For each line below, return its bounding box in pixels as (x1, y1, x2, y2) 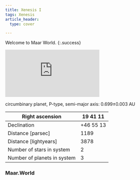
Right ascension (22, 113, 62, 120)
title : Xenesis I (5, 7, 42, 13)
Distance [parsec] (8, 130, 50, 137)
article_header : (5, 17, 39, 22)
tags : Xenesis (5, 12, 35, 17)
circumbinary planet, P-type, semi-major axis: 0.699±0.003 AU (5, 101, 135, 107)
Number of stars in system (8, 146, 70, 153)
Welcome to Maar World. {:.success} (5, 40, 81, 46)
